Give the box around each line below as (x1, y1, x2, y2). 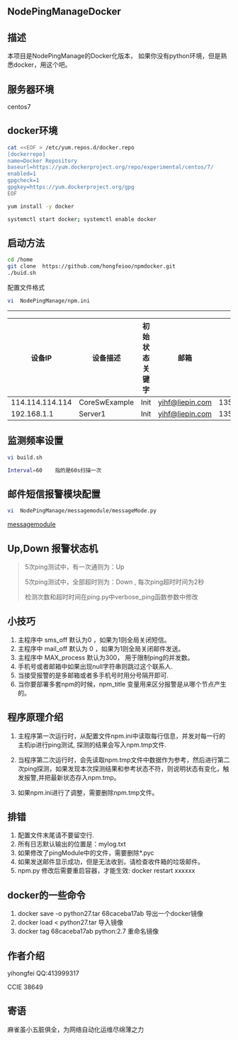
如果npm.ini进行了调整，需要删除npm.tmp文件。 (17, 788, 159, 796)
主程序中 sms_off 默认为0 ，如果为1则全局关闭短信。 (17, 635, 171, 644)
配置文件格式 (7, 283, 45, 292)
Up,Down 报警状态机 (7, 542, 98, 555)
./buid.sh (7, 269, 37, 277)
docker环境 (7, 125, 58, 137)
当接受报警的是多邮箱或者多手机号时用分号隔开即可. (17, 671, 169, 679)
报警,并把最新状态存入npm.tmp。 (23, 773, 120, 781)
